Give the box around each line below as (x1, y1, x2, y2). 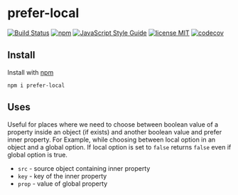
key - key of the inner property (17, 172, 107, 180)
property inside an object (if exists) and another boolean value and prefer (7, 127, 222, 136)
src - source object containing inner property (17, 164, 151, 172)
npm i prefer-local (7, 82, 65, 89)
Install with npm (7, 68, 54, 76)
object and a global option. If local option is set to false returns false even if (7, 142, 232, 151)
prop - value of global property (17, 179, 108, 188)
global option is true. (7, 150, 67, 159)
